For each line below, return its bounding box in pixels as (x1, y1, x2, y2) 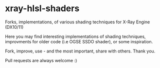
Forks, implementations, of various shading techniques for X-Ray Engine (5, 19, 150, 25)
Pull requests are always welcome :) (5, 57, 77, 63)
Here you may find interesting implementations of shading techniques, (5, 34, 146, 39)
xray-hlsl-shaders (5, 3, 80, 14)
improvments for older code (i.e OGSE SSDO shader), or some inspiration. (5, 38, 153, 44)
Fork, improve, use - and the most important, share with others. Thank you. (5, 48, 156, 54)
